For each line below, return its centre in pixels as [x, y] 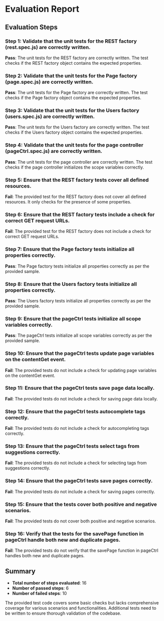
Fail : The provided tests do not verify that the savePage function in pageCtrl [82, 550]
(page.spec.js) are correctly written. [49, 82]
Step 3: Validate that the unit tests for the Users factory [72, 110]
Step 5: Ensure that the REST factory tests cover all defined [77, 180]
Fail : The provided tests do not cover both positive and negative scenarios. [81, 521]
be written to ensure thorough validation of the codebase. [63, 613]
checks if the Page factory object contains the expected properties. [73, 98]
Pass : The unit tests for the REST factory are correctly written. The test [77, 58]
